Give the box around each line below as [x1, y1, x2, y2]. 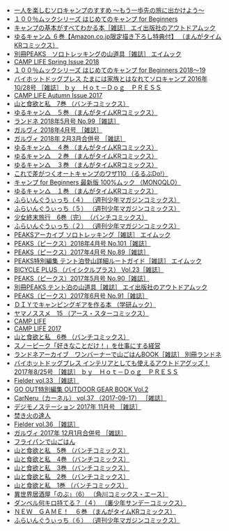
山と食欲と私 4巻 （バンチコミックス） [13, 455, 130, 463]
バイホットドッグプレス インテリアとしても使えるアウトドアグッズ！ [13, 359, 210, 367]
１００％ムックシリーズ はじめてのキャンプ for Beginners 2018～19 [13, 66, 206, 74]
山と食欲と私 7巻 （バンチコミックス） [13, 100, 129, 108]
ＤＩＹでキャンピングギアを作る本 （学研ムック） [13, 300, 157, 309]
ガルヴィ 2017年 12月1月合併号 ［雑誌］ [13, 429, 127, 437]
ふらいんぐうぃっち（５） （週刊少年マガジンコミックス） [13, 205, 181, 212]
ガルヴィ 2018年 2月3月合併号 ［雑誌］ [13, 135, 127, 143]
